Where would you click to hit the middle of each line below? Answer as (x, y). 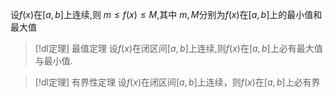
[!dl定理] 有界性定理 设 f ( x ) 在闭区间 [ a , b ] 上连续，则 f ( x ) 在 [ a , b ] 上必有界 (177, 82)
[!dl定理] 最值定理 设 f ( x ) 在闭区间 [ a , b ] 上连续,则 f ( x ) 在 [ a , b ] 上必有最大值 (178, 48)
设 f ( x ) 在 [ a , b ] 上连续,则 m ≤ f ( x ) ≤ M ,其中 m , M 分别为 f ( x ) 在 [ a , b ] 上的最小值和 (166, 14)
